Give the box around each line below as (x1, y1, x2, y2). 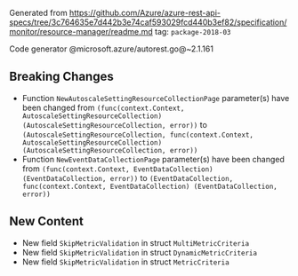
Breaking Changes (9, 69, 114, 84)
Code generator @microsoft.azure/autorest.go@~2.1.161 (9, 43, 213, 54)
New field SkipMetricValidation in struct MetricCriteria (21, 256, 230, 267)
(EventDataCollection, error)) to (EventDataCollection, (21, 172, 234, 183)
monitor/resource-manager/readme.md (9, 27, 153, 36)
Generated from (9, 8, 68, 18)
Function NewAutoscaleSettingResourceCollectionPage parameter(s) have (21, 92, 290, 103)
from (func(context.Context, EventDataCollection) (21, 163, 213, 174)
